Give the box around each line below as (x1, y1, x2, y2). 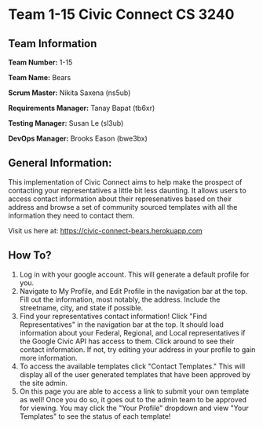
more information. (19, 353, 78, 362)
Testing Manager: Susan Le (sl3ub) (8, 119, 124, 127)
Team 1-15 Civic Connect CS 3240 (8, 5, 235, 24)
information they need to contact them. (8, 211, 135, 220)
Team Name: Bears (8, 73, 71, 82)
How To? (8, 249, 53, 262)
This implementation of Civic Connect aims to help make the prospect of (8, 177, 243, 186)
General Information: (8, 156, 112, 170)
